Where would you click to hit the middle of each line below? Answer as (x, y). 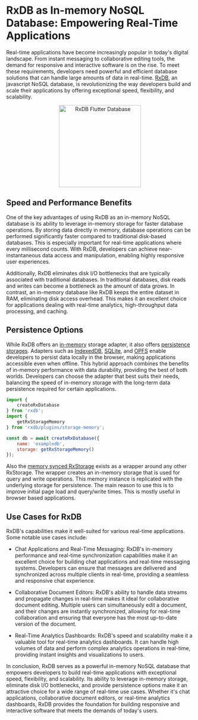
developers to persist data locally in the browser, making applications (91, 357)
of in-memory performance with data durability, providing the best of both (97, 370)
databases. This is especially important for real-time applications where (94, 242)
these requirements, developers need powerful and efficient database (92, 71)
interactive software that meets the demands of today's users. (82, 710)
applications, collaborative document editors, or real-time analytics (88, 698)
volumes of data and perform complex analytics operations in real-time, (103, 648)
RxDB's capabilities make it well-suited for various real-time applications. (96, 531)
